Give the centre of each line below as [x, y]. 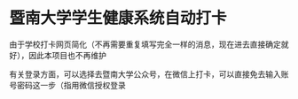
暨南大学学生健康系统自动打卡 [118, 18]
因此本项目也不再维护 [67, 55]
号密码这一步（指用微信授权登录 [67, 85]
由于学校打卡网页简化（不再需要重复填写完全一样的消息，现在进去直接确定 [145, 44]
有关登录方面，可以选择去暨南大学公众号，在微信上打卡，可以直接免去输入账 [149, 74]
